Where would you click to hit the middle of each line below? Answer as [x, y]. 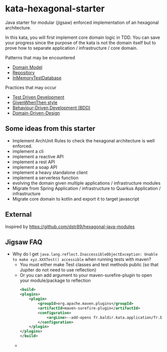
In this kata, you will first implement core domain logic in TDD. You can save [83, 37]
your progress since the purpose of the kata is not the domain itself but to [81, 42]
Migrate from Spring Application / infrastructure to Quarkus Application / [86, 188]
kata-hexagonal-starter [55, 9]
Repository [23, 72]
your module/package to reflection [55, 281]
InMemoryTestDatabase [37, 78]
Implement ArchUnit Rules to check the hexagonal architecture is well [83, 140]
